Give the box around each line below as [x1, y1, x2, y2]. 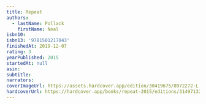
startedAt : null [6, 60, 48, 66]
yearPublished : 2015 [6, 54, 59, 61]
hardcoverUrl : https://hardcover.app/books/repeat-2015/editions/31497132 [6, 89, 202, 95]
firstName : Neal [17, 26, 59, 32]
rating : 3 [6, 49, 32, 55]
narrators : [6, 77, 34, 83]
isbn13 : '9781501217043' [6, 37, 70, 43]
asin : [6, 65, 20, 72]
